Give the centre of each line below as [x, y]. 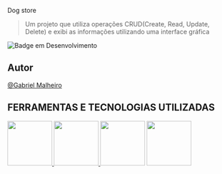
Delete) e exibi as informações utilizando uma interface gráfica [117, 32]
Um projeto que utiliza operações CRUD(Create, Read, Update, [117, 24]
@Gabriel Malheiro [35, 85]
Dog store [22, 10]
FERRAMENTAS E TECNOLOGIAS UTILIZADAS [111, 107]
